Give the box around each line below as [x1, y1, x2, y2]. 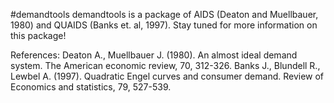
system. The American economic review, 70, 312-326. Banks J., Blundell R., [10, 60, 321, 71]
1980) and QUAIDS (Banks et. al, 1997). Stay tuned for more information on [10, 19, 318, 31]
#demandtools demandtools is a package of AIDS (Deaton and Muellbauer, [10, 9, 319, 20]
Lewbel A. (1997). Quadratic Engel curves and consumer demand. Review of [10, 70, 325, 82]
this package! [10, 30, 67, 41]
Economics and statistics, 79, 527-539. [10, 81, 172, 93]
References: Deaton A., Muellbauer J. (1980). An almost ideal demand [10, 49, 298, 61]
